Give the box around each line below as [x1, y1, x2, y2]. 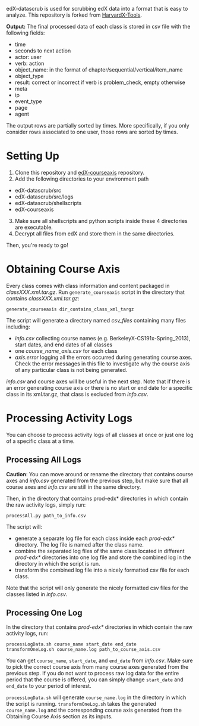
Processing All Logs [6, 455, 81, 465]
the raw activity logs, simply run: [6, 501, 86, 508]
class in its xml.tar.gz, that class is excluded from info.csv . [6, 390, 149, 398]
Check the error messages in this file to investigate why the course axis [14, 360, 190, 367]
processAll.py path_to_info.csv [6, 513, 86, 519]
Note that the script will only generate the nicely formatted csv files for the [6, 584, 188, 591]
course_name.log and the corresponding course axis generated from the [6, 706, 182, 714]
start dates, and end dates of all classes [14, 341, 113, 348]
